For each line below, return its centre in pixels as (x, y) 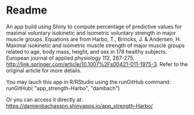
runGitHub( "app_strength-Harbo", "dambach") (63, 88)
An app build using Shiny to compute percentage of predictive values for (94, 27)
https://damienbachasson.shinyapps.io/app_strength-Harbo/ (79, 106)
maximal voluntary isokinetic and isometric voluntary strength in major (91, 32)
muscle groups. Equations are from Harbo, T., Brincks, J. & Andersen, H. (93, 39)
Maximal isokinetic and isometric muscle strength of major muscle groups (96, 45)
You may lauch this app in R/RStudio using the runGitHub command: (88, 82)
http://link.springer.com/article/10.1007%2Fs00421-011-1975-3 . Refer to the (97, 64)
